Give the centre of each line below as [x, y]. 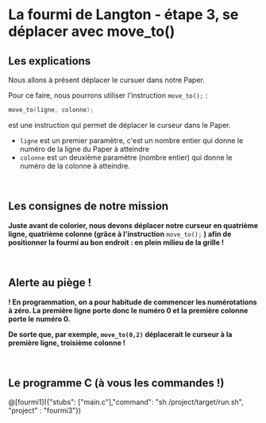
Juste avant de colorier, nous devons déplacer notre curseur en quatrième [133, 225]
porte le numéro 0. [39, 319]
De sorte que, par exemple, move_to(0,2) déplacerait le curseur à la [120, 334]
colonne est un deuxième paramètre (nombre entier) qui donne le [126, 157]
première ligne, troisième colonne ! [67, 343]
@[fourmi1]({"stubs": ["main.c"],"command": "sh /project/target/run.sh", [126, 402]
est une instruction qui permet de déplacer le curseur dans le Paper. [120, 125]
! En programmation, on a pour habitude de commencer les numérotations [133, 302]
